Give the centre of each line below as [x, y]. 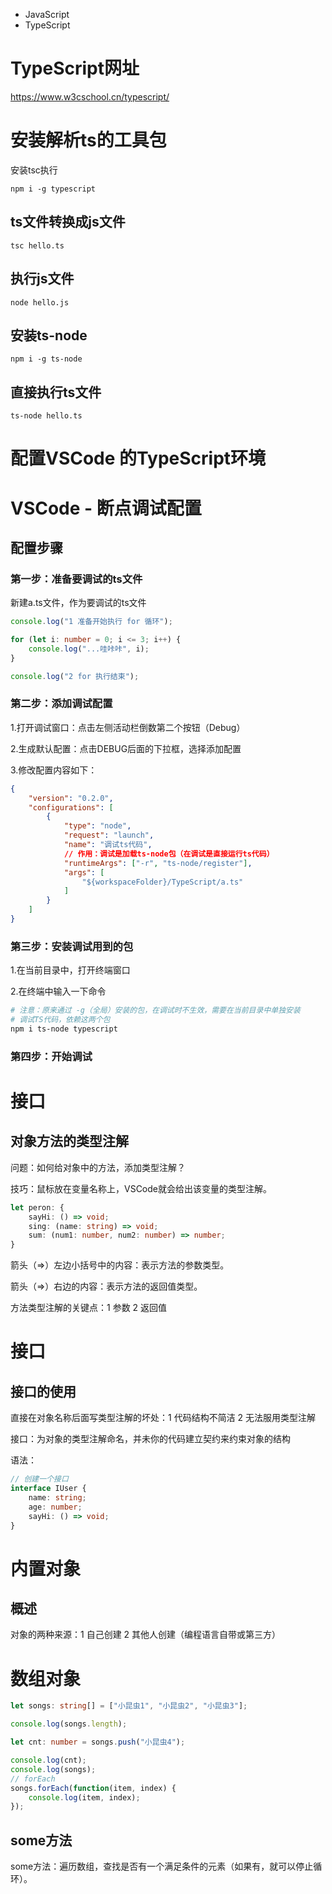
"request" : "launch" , [109, 835]
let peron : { [37, 1207]
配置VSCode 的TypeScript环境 [138, 458]
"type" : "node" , [97, 826]
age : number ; [55, 1507]
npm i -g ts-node [46, 359]
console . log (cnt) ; [48, 1760]
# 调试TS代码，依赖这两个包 [60, 1020]
